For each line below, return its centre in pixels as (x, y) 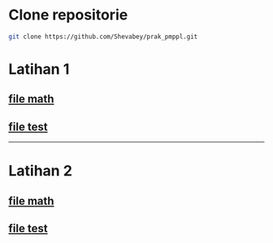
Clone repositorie (68, 15)
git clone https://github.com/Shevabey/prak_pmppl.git (103, 37)
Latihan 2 (41, 171)
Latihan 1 (39, 69)
